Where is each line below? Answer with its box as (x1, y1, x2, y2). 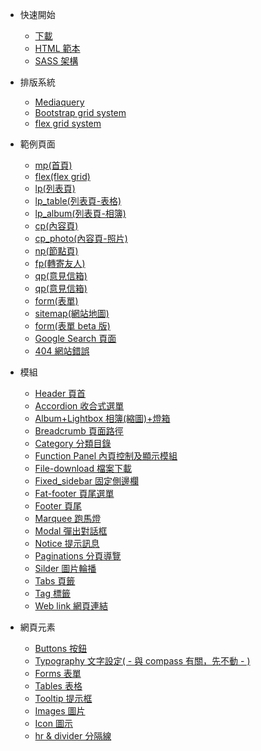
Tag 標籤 (34, 588, 71, 599)
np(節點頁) (34, 245, 79, 257)
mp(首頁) (34, 159, 73, 171)
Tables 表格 (34, 680, 83, 692)
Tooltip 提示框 (34, 693, 93, 704)
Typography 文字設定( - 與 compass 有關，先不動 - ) (34, 655, 251, 667)
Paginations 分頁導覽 (34, 550, 122, 562)
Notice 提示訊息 (34, 538, 100, 549)
